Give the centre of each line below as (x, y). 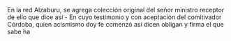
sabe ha (19, 31)
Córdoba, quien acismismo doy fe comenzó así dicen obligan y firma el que (116, 24)
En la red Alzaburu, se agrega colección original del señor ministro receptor (116, 10)
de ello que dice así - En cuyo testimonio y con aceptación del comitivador (114, 17)
